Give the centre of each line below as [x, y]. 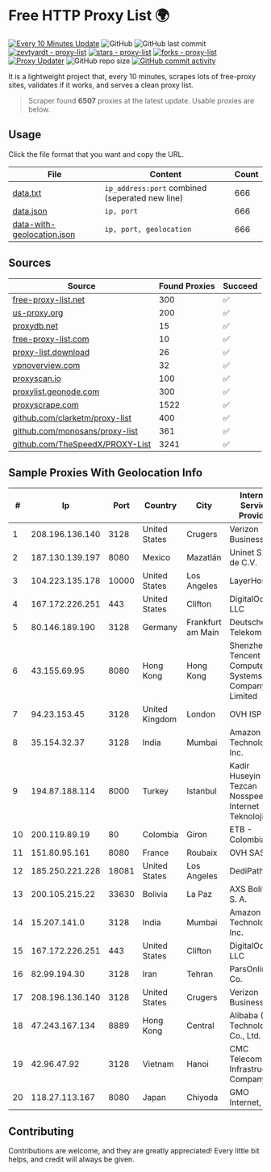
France [156, 853]
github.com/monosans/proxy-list [75, 431]
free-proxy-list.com [51, 339]
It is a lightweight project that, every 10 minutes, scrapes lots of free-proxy [132, 76]
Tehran [200, 974]
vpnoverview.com [46, 365]
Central [201, 1026]
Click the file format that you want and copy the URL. [96, 154]
